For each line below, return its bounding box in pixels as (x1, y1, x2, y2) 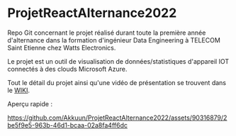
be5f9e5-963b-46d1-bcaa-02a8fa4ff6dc (7, 120, 128, 129)
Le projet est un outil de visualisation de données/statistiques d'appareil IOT (7, 57, 229, 65)
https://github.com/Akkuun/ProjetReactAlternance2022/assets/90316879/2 (7, 113, 227, 122)
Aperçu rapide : (7, 99, 53, 108)
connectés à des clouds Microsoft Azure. (7, 64, 128, 73)
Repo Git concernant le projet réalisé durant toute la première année (7, 28, 206, 37)
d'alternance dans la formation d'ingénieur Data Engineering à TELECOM (7, 35, 221, 44)
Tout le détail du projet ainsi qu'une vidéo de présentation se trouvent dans (7, 78, 227, 86)
